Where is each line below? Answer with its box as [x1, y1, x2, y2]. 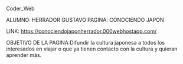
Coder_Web [6, 5, 35, 12]
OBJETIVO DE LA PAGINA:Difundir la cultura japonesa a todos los [6, 39, 165, 46]
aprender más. [6, 52, 42, 58]
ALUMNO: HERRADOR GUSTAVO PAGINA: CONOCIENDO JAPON [6, 16, 164, 23]
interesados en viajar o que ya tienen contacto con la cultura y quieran [6, 45, 178, 52]
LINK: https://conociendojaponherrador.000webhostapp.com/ [6, 28, 157, 35]
